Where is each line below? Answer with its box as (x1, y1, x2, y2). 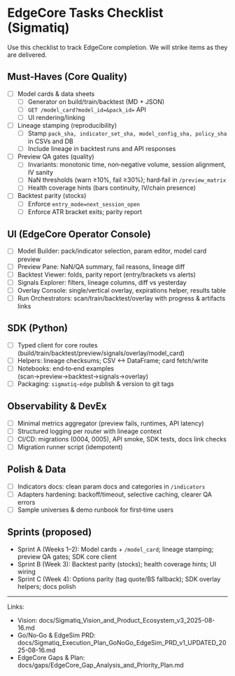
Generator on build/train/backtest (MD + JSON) (27, 97, 165, 106)
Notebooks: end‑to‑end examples (17, 364, 114, 373)
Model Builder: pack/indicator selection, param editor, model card (17, 247, 207, 256)
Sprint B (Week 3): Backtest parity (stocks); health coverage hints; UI (17, 559, 217, 568)
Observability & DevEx (7, 400, 107, 412)
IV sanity (27, 168, 54, 177)
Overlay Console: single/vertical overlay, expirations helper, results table (17, 286, 226, 294)
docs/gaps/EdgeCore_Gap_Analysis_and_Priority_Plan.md (17, 661, 184, 669)
